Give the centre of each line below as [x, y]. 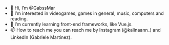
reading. [19, 19]
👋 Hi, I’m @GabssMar [33, 8]
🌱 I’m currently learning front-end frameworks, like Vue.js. [71, 24]
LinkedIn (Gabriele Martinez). [41, 37]
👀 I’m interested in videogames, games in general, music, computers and [87, 13]
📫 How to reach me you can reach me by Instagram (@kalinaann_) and [86, 30]
